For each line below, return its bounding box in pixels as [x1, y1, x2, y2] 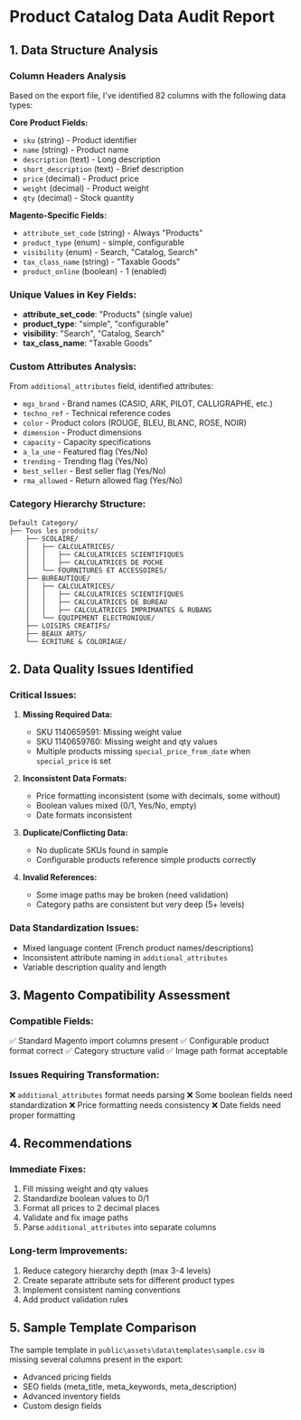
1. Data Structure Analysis [9, 43, 159, 58]
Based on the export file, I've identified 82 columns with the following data [9, 90, 287, 100]
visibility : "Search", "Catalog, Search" [22, 328, 165, 339]
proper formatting [9, 1110, 76, 1121]
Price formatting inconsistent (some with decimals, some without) [35, 790, 281, 801]
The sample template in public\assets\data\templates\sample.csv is [9, 1344, 265, 1355]
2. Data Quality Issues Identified [9, 662, 194, 677]
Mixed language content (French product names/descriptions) [22, 942, 255, 953]
